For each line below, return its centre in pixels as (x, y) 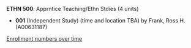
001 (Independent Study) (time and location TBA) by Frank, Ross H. (100, 20)
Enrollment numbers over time (44, 39)
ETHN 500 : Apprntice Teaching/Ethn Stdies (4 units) (73, 9)
